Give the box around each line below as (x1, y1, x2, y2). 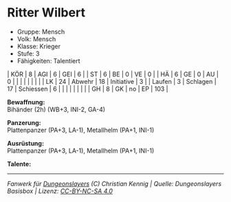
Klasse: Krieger (16, 42, 60, 50)
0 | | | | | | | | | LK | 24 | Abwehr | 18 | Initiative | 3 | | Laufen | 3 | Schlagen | (7, 77, 217, 85)
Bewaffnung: (7, 98, 45, 106)
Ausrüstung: (7, 139, 45, 147)
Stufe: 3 (16, 49, 40, 58)
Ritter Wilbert (7, 5, 86, 21)
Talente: (7, 159, 32, 168)
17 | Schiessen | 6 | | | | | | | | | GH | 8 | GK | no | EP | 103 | (7, 85, 168, 93)
